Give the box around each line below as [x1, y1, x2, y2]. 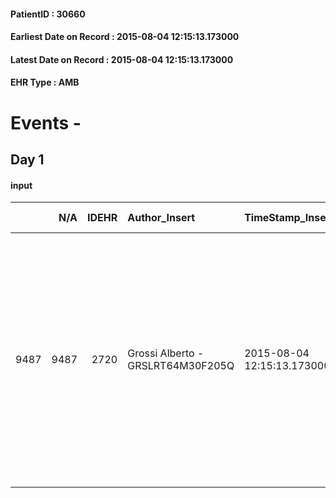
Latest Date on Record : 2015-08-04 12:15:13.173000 [10, 53, 234, 65]
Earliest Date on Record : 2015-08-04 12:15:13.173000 [10, 31, 240, 43]
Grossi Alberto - [127, 346, 205, 360]
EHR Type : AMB [10, 76, 80, 89]
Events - [10, 111, 82, 134]
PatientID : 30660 [10, 8, 86, 20]
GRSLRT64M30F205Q [127, 359, 235, 373]
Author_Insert [127, 211, 196, 225]
